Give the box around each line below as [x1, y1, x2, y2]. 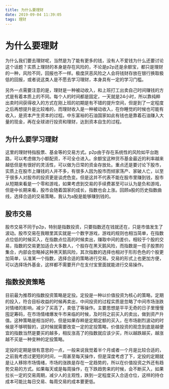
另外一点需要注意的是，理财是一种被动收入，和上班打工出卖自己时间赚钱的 [5, 87, 159, 93]
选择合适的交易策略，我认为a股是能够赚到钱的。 [14, 193, 114, 200]
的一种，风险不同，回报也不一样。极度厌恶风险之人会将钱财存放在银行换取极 [5, 70, 164, 76]
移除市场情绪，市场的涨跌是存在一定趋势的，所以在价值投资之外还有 [18, 359, 159, 365]
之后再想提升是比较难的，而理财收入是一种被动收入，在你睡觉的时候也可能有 [5, 106, 164, 112]
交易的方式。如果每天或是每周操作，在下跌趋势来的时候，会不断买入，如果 [9, 366, 164, 372]
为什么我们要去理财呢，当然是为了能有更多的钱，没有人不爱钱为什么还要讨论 [5, 57, 164, 63]
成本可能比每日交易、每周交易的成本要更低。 [5, 378, 98, 384]
